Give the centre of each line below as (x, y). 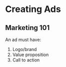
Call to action (26, 60)
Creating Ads (33, 9)
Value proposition (30, 54)
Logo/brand (24, 49)
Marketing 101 (27, 28)
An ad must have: (23, 39)
